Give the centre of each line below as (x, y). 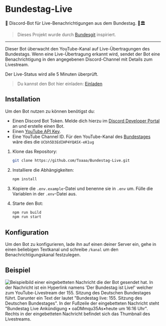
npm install (24, 179)
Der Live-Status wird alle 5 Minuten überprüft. (52, 74)
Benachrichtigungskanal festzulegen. (43, 255)
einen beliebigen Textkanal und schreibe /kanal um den (62, 250)
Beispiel (18, 270)
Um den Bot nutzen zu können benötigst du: (50, 111)
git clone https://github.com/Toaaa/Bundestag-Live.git (71, 160)
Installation (23, 99)
